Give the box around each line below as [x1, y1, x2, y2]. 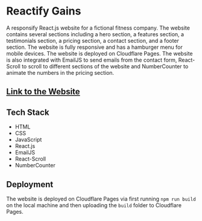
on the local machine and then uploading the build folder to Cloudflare [6, 201, 182, 209]
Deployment [6, 179, 54, 190]
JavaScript [14, 136, 42, 143]
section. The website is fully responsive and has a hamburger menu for [6, 43, 183, 51]
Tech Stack [6, 107, 49, 117]
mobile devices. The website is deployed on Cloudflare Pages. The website [6, 50, 193, 57]
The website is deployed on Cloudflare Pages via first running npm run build [6, 195, 196, 202]
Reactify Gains [6, 4, 81, 18]
